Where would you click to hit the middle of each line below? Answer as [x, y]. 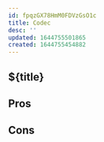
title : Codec [30, 23]
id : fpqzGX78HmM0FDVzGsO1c [52, 15]
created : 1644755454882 [47, 45]
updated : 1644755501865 [47, 37]
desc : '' [22, 30]
